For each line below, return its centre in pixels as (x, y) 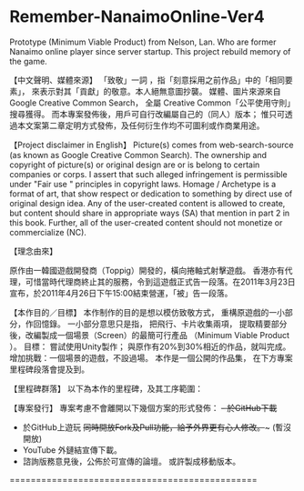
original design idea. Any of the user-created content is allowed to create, (147, 203)
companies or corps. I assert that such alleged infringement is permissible (149, 174)
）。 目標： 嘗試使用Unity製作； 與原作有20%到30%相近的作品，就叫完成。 (150, 346)
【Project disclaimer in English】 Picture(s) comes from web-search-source (152, 145)
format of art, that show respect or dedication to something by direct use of (151, 194)
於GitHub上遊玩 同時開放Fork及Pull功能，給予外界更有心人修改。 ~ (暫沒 (157, 427)
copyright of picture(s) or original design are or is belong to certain (135, 165)
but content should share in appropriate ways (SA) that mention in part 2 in (150, 213)
